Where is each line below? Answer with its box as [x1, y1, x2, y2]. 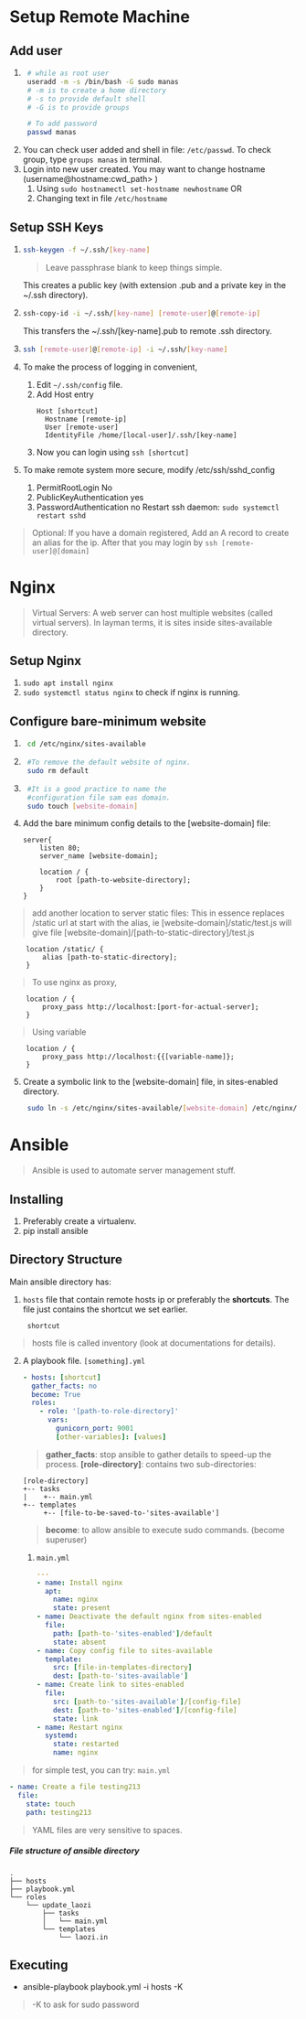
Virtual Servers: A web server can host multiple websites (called [31, 607, 273, 618]
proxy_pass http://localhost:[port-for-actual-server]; [42, 1003, 259, 1012]
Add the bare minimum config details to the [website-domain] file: [22, 818, 271, 829]
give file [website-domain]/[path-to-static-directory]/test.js [31, 927, 255, 939]
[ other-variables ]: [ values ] [56, 1432, 167, 1442]
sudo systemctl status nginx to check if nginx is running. [22, 687, 240, 698]
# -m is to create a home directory [26, 85, 167, 95]
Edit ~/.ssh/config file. [36, 379, 123, 390]
